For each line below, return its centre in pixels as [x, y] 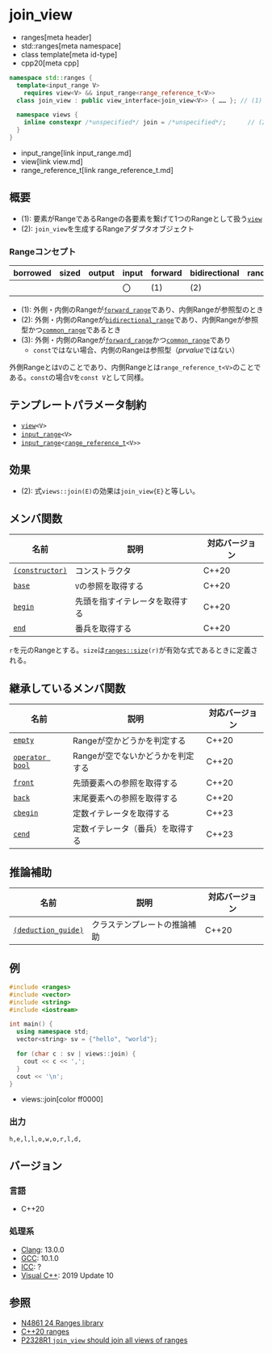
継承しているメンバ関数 [67, 688]
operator [30, 758]
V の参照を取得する [109, 586]
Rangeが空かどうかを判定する [130, 741]
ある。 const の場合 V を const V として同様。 [79, 377]
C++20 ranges [45, 1331]
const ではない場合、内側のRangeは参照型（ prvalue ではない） [136, 350]
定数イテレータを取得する [121, 814]
